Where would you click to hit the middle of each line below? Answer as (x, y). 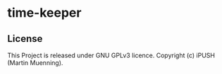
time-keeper (44, 13)
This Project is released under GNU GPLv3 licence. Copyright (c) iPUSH (111, 55)
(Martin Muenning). (35, 63)
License (25, 39)
